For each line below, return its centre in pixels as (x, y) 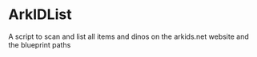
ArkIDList (40, 15)
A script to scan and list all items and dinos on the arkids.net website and (129, 36)
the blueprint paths (40, 44)
